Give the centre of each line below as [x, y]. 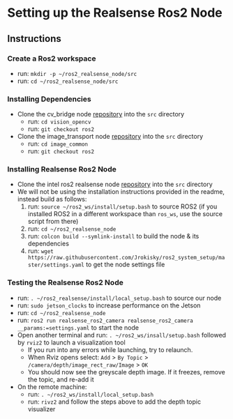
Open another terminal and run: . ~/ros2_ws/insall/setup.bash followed [122, 335]
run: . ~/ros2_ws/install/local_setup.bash [91, 394]
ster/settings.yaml [56, 265]
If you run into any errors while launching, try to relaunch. [110, 349]
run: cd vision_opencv [59, 122]
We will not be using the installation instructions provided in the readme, [121, 192]
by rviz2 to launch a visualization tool [71, 342]
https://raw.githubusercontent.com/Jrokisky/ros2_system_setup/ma [126, 258]
